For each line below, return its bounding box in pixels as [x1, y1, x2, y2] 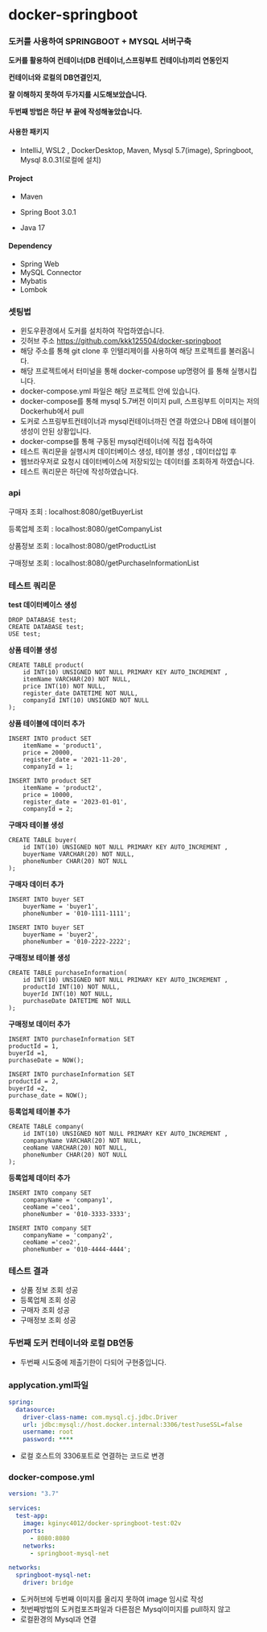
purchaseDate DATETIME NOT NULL [23, 997, 131, 1005]
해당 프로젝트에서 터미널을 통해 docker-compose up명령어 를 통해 [19, 366, 229, 376]
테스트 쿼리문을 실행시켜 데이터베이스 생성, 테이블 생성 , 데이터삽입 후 [19, 446, 237, 456]
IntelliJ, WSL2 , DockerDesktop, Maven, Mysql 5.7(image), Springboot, [19, 145, 253, 154]
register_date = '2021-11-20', [23, 755, 128, 763]
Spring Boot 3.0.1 [19, 207, 76, 216]
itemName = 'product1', [23, 742, 103, 750]
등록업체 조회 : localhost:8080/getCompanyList [8, 524, 162, 533]
